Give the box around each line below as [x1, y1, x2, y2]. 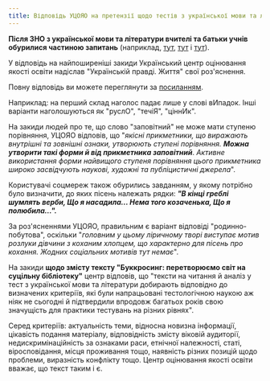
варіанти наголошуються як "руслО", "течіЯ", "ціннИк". [8, 106, 197, 116]
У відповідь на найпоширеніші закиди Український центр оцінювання [8, 58, 247, 68]
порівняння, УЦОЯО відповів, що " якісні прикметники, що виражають [8, 130, 248, 140]
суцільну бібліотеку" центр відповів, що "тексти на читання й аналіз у [8, 271, 252, 281]
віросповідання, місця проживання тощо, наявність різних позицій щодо [8, 346, 258, 356]
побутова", [8, 230, 46, 240]
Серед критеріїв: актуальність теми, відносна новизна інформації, [8, 321, 237, 330]
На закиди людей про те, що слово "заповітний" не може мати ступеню [8, 121, 256, 131]
